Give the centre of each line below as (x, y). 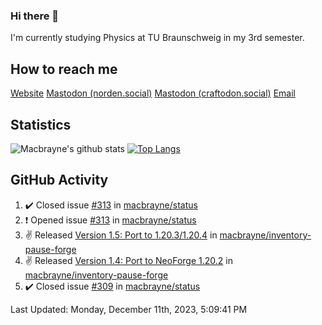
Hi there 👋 (35, 16)
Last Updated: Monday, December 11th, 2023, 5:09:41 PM (129, 309)
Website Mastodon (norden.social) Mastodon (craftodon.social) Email (153, 93)
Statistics (41, 124)
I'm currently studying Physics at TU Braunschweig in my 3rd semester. (157, 38)
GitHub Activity (59, 180)
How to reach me (64, 69)
